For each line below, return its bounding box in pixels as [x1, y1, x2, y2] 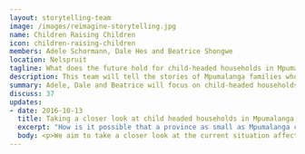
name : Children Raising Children [9, 30, 136, 39]
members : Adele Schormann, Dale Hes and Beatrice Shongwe [9, 47, 233, 56]
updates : [9, 97, 43, 107]
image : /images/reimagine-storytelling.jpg [9, 22, 177, 31]
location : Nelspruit [9, 55, 88, 64]
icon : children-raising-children [9, 38, 136, 48]
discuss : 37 [9, 89, 54, 98]
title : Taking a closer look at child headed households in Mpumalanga [17, 114, 295, 123]
